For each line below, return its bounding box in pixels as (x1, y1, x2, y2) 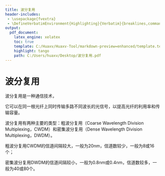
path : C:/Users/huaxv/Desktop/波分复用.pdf (14, 53, 102, 58)
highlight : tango (14, 48, 50, 53)
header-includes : (5, 12, 41, 17)
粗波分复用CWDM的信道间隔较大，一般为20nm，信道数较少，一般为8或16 (5, 143, 155, 149)
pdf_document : (9, 30, 38, 35)
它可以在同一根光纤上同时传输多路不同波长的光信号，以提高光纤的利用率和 (5, 104, 156, 109)
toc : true (14, 39, 34, 44)
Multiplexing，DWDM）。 (5, 133, 55, 139)
